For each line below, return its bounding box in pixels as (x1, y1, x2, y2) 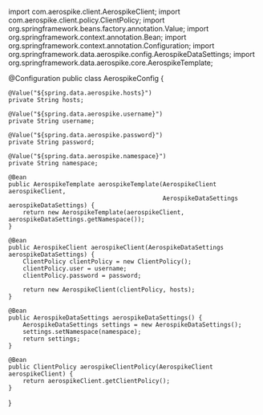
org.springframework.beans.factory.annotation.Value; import (8, 24, 209, 33)
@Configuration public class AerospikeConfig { (8, 74, 164, 83)
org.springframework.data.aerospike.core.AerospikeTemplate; (8, 58, 214, 67)
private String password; (8, 138, 95, 146)
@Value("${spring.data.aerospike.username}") (8, 110, 163, 118)
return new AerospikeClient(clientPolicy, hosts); (22, 286, 196, 294)
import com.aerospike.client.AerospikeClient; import (8, 7, 180, 16)
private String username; (8, 117, 95, 125)
